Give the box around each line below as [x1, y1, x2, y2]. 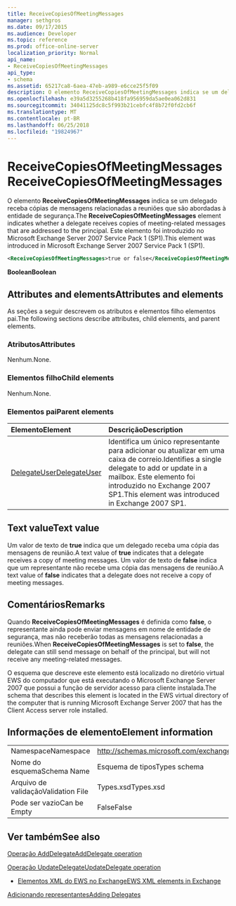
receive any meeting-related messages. [7, 655, 122, 663]
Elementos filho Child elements [7, 373, 114, 383]
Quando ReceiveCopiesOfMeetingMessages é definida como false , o [7, 617, 212, 626]
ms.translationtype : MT [7, 108, 77, 115]
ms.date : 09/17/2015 [7, 23, 68, 30]
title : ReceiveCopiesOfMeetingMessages [7, 10, 124, 18]
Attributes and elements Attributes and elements [7, 288, 223, 300]
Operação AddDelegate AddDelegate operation [7, 850, 143, 858]
